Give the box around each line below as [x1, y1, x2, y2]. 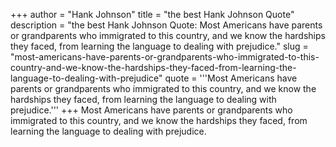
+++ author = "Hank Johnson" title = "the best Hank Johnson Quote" [10, 9, 295, 20]
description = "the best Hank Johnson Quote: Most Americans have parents [10, 19, 323, 31]
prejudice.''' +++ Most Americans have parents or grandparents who [10, 104, 293, 116]
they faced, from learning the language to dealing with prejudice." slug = [10, 40, 309, 52]
